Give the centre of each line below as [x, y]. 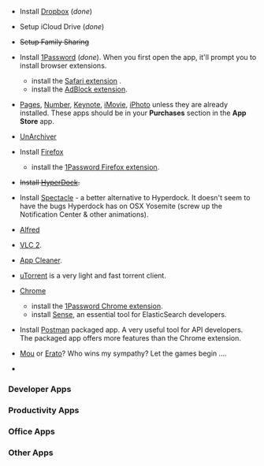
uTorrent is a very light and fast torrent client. [93, 276]
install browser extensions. [63, 65]
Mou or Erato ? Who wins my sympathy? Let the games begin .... [123, 353]
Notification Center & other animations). [84, 214]
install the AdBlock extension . [79, 89]
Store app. [37, 121]
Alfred [30, 229]
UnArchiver [38, 136]
